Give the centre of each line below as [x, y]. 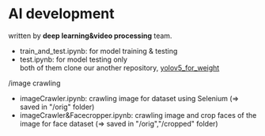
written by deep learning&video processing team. [90, 36]
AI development [61, 14]
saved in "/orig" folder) [57, 107]
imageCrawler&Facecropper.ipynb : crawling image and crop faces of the [138, 115]
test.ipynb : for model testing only [74, 59]
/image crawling [34, 83]
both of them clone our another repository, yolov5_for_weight [119, 67]
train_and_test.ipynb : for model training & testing [98, 51]
